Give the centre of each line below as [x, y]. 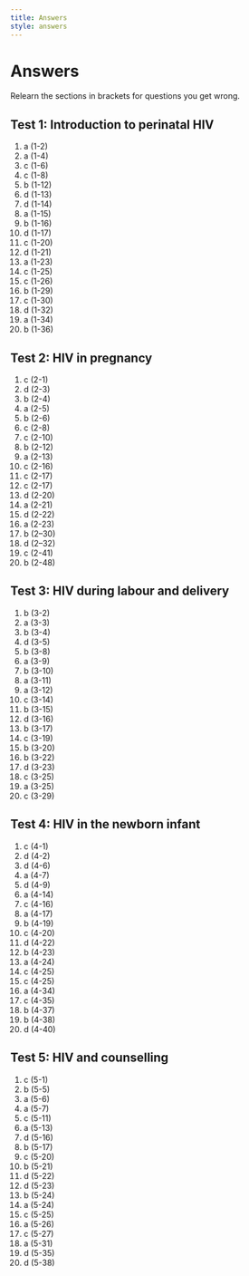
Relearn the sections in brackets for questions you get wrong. [125, 96]
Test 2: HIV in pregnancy [81, 358]
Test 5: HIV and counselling [90, 1058]
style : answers [39, 26]
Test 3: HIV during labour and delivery [120, 591]
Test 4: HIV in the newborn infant [105, 824]
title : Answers [39, 18]
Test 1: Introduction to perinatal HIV [112, 125]
